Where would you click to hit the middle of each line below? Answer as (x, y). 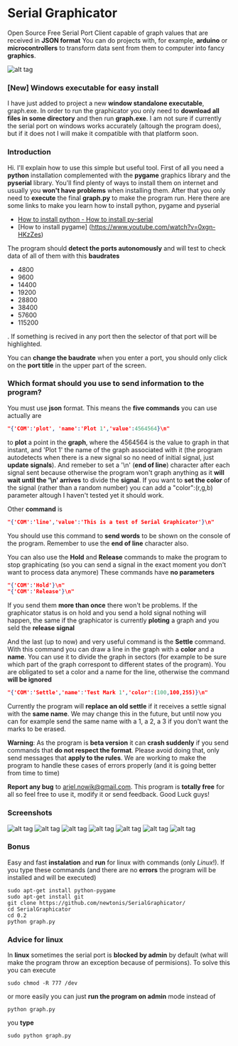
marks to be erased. (37, 729)
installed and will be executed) (52, 877)
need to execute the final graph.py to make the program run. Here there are (119, 198)
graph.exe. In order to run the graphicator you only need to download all (114, 111)
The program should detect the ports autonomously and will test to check (117, 248)
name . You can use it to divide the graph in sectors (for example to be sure (117, 657)
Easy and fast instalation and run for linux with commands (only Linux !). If (116, 862)
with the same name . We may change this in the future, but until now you (114, 714)
